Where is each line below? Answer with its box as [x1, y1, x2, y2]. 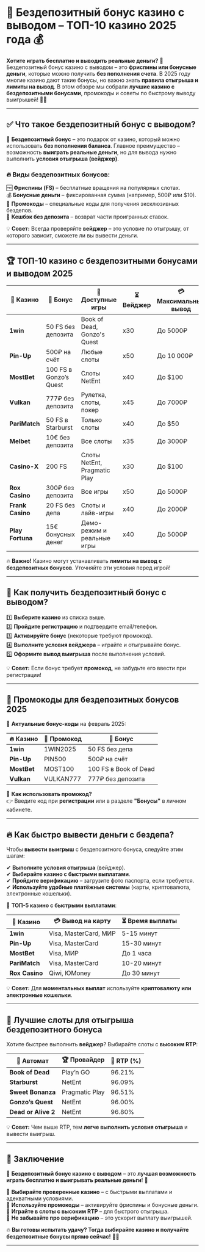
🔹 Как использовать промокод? [6, 791, 92, 798]
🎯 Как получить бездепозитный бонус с [6, 587, 167, 598]
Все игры [81, 487, 109, 496]
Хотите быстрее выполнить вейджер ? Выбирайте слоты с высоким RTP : [6, 1041, 198, 1048]
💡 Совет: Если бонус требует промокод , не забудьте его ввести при [6, 664, 187, 671]
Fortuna [9, 534, 33, 542]
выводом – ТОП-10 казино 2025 [6, 18, 177, 32]
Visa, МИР [48, 949, 79, 958]
